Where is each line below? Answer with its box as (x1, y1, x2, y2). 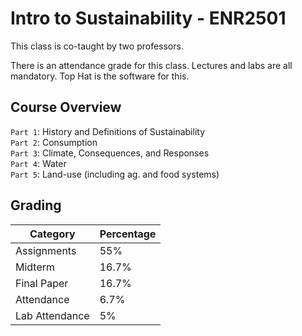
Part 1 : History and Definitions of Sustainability (10, 125, 206, 137)
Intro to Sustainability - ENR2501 (10, 7, 287, 30)
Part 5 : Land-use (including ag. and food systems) (10, 168, 220, 180)
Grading (10, 197, 62, 214)
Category (29, 227, 76, 241)
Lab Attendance (15, 308, 90, 322)
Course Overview (10, 99, 122, 116)
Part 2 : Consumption (10, 136, 98, 148)
